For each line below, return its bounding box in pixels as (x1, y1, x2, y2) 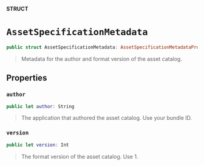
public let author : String (6, 103, 75, 109)
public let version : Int (6, 142, 69, 148)
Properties (6, 73, 47, 83)
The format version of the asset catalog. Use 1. (21, 153, 138, 160)
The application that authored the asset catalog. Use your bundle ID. (21, 114, 192, 122)
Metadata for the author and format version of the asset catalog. (21, 55, 182, 63)
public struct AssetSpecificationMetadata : (6, 44, 118, 50)
